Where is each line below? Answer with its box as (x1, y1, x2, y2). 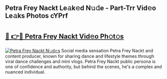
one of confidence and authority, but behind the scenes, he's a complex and (5, 64, 162, 70)
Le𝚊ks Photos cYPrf (5, 12, 68, 20)
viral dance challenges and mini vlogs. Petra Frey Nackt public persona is (5, 59, 156, 64)
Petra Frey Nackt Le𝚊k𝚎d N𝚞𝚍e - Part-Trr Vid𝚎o (5, 4, 156, 12)
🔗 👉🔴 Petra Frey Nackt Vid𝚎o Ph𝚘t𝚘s (5, 32, 124, 40)
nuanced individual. (5, 69, 46, 75)
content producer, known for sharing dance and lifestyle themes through (5, 53, 155, 59)
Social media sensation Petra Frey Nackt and (61, 48, 154, 53)
